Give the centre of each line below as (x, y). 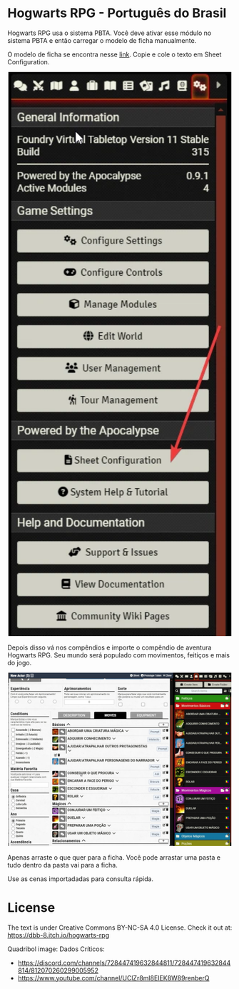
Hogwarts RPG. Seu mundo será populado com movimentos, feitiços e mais (119, 655)
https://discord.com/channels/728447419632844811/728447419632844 (124, 963)
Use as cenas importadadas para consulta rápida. (81, 879)
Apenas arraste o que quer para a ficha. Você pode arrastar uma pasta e (114, 857)
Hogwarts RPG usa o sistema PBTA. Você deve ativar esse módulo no (110, 33)
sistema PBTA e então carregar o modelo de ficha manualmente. (102, 40)
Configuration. (29, 61)
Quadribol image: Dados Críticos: (56, 949)
